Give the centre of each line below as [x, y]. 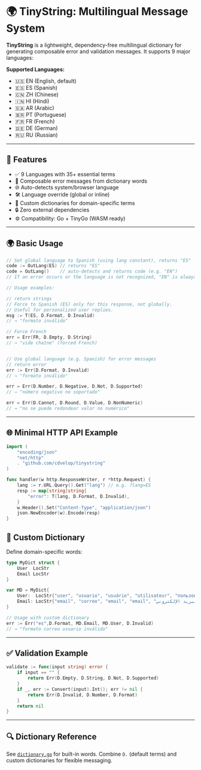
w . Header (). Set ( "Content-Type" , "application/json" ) [84, 508]
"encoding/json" [37, 452]
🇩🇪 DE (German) [36, 128]
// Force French [26, 332]
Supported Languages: [35, 69]
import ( [17, 446]
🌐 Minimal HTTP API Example [62, 433]
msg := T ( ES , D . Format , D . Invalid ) [51, 315]
